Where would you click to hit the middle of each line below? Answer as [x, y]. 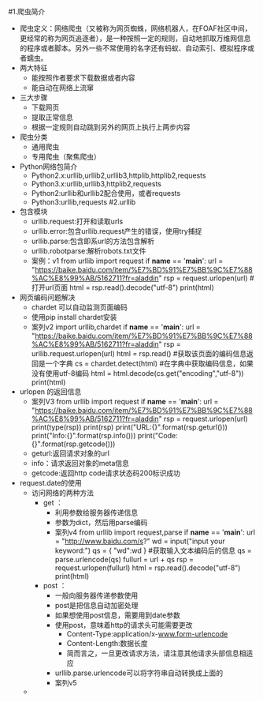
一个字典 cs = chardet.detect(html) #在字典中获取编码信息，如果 [150, 363]
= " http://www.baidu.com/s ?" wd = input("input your [140, 541]
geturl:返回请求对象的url [70, 453]
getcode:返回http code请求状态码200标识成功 [106, 473]
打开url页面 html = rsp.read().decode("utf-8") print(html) [123, 287]
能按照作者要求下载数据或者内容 [83, 78]
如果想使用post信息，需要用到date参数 [118, 615]
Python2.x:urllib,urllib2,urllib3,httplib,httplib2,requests [119, 175]
